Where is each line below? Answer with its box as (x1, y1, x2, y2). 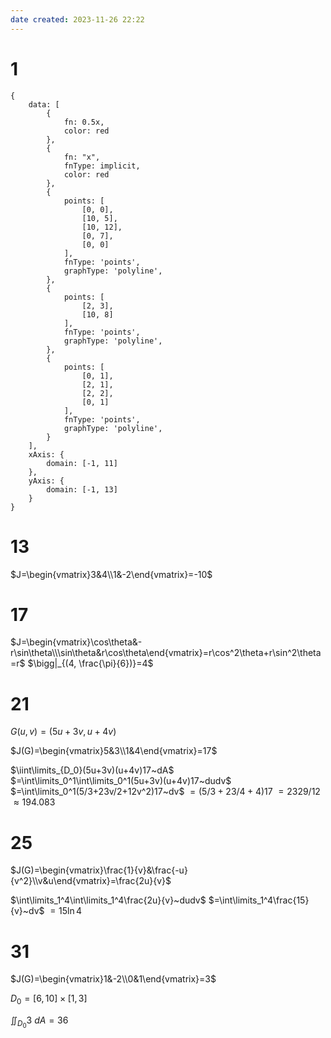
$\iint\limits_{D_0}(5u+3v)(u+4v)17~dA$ (10, 764, 175, 776)
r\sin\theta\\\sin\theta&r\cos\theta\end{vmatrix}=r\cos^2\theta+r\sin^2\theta (10, 647, 322, 659)
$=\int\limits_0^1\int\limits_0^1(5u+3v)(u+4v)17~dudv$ (10, 775, 232, 787)
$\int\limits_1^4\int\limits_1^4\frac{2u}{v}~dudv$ (10, 894, 207, 906)
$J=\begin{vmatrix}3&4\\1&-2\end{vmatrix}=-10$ (10, 568, 213, 580)
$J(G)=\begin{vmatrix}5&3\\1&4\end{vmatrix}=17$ (10, 745, 218, 757)
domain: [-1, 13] (46, 484, 118, 495)
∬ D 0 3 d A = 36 (10, 1014, 69, 1030)
